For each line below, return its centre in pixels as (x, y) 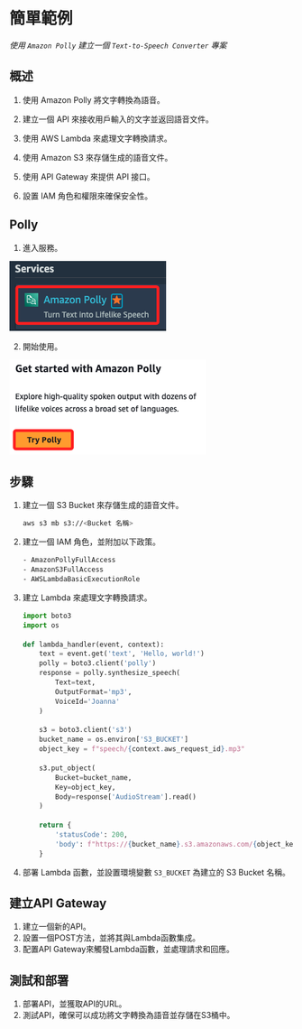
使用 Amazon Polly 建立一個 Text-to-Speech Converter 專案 (118, 45)
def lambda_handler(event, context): (93, 644)
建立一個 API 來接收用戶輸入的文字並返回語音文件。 (118, 119)
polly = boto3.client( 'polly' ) (98, 663)
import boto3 (47, 616)
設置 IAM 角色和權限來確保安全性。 (87, 196)
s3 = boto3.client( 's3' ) (86, 730)
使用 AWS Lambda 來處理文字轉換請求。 (97, 138)
